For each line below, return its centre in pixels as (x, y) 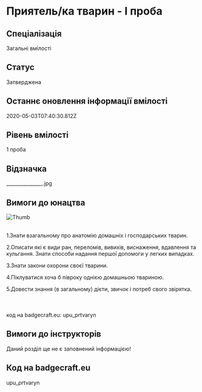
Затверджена (24, 82)
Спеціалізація (34, 34)
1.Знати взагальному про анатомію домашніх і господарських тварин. (97, 236)
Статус (20, 67)
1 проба (16, 150)
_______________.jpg (29, 183)
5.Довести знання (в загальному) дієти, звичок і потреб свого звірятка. (99, 289)
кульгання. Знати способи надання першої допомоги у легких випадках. (100, 254)
